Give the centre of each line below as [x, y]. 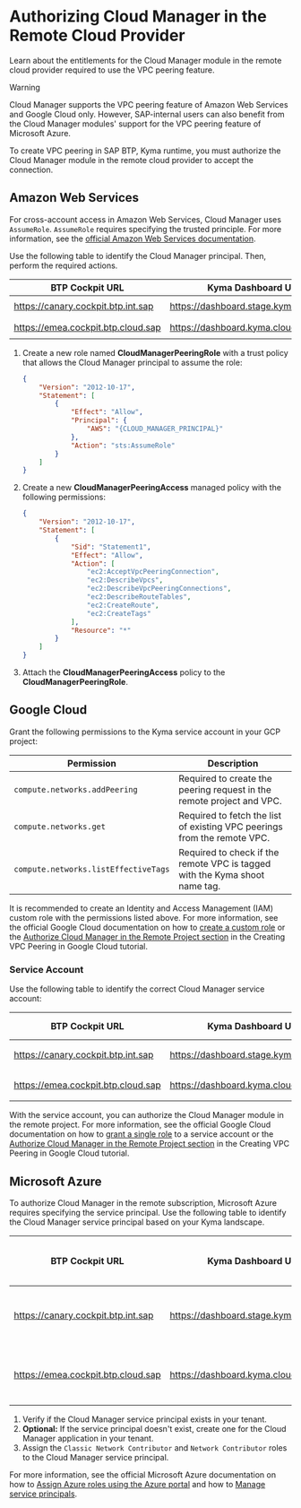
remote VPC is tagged [225, 863]
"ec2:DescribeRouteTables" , [139, 597]
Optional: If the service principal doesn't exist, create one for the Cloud [154, 1428]
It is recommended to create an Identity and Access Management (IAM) [142, 908]
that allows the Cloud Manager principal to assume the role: [132, 362]
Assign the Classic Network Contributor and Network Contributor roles [155, 1447]
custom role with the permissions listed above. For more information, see [144, 917]
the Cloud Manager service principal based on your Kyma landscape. [137, 1222]
